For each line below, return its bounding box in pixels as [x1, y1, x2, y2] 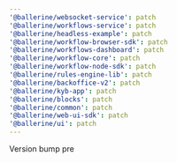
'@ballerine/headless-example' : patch [9, 29, 152, 38]
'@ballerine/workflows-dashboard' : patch [9, 46, 165, 55]
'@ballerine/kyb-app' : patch [9, 86, 117, 95]
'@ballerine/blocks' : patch [9, 94, 113, 104]
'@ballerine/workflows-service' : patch [9, 21, 157, 30]
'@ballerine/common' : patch [9, 103, 113, 112]
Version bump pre [9, 144, 75, 154]
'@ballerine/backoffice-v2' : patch [9, 78, 141, 87]
